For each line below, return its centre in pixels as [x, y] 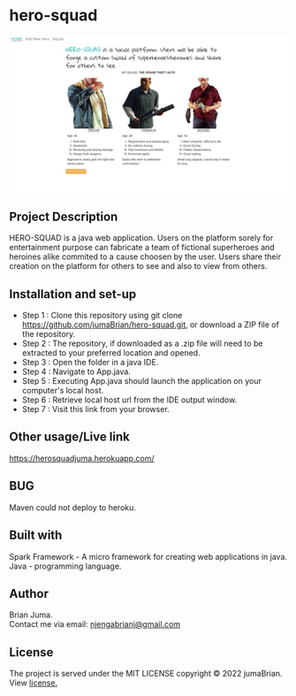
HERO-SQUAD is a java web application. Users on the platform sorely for [141, 238]
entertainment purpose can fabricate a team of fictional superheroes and [142, 248]
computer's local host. [63, 391]
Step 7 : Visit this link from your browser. [95, 409]
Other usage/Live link [69, 437]
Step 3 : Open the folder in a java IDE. [90, 363]
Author [29, 593]
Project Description [64, 216]
